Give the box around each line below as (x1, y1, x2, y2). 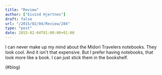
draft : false (5, 16, 32, 21)
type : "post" (5, 26, 32, 31)
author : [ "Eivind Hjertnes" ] (5, 12, 66, 17)
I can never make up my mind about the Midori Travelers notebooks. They (5, 44, 157, 50)
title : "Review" (5, 7, 39, 12)
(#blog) (5, 64, 21, 70)
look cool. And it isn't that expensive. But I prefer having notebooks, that (5, 49, 154, 55)
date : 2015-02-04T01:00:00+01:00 (5, 30, 75, 35)
